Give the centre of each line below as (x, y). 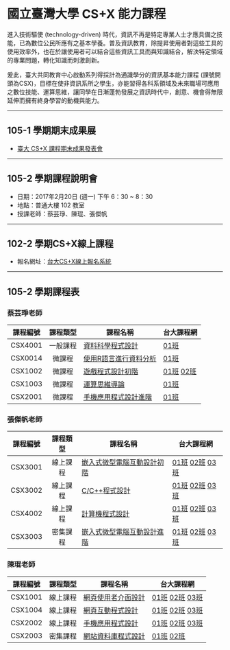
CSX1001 (27, 596)
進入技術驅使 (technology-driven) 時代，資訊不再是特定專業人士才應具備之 (112, 34)
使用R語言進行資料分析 (120, 359)
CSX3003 (27, 537)
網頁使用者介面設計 (114, 597)
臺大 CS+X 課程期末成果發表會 (60, 148)
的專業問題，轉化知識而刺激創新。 (55, 60)
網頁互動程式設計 (111, 610)
